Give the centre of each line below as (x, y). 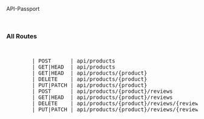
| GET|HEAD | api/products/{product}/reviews (102, 97)
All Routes (22, 36)
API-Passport (23, 9)
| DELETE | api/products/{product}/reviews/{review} (117, 104)
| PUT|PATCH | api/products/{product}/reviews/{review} (117, 110)
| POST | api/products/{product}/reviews (102, 91)
